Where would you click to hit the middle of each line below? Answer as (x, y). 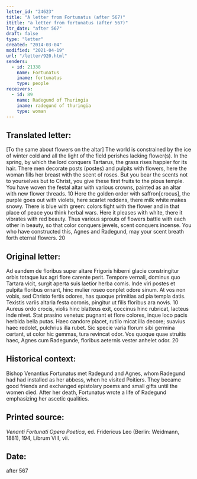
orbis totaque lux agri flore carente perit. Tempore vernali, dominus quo (93, 277)
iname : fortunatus (39, 78)
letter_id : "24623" (30, 12)
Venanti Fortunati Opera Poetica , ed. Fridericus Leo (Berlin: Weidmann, (93, 431)
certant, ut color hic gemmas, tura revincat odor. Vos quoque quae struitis (96, 334)
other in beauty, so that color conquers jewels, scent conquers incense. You (99, 225)
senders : (17, 61)
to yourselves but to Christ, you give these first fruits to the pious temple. (95, 181)
